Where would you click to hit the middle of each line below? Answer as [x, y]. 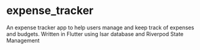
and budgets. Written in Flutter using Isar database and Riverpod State [95, 34]
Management [23, 40]
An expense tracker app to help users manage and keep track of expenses [100, 27]
